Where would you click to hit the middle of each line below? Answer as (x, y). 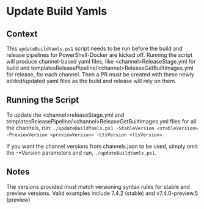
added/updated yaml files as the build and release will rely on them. (92, 81)
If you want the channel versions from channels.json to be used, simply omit (102, 146)
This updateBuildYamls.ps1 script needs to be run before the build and (94, 48)
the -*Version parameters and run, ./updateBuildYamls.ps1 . (82, 152)
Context (22, 34)
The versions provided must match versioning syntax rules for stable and (98, 186)
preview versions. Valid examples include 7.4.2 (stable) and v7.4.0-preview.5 (102, 193)
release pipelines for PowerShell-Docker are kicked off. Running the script (100, 55)
